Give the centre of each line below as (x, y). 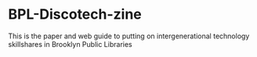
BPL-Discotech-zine (75, 14)
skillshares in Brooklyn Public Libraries (70, 44)
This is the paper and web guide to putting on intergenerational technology (129, 36)
